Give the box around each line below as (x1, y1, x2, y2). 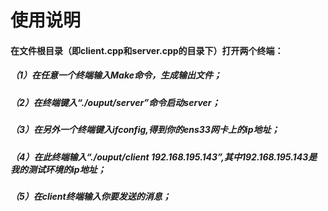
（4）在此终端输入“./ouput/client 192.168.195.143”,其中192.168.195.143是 (10, 151, 318, 163)
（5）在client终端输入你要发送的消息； (10, 190, 172, 202)
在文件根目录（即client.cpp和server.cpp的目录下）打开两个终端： (10, 44, 284, 56)
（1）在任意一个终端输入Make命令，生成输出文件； (10, 69, 222, 81)
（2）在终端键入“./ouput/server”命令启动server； (10, 96, 221, 108)
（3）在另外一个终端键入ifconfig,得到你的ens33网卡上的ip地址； (10, 124, 280, 136)
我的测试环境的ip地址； (10, 163, 107, 175)
